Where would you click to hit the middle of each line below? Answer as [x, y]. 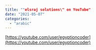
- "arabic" [21, 23]
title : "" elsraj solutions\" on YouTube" [48, 10]
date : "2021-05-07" [25, 14]
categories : [17, 19]
